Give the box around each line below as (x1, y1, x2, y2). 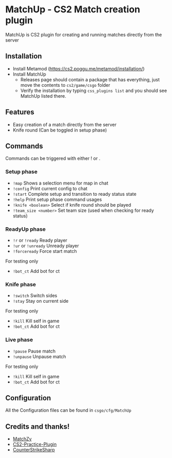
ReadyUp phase (5, 225, 46, 232)
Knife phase (5, 281, 36, 288)
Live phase (5, 336, 33, 343)
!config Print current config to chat (12, 185, 88, 191)
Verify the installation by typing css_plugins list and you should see (20, 87, 167, 94)
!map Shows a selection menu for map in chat (12, 180, 109, 186)
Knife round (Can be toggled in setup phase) (12, 127, 107, 133)
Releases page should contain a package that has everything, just (20, 76, 160, 83)
